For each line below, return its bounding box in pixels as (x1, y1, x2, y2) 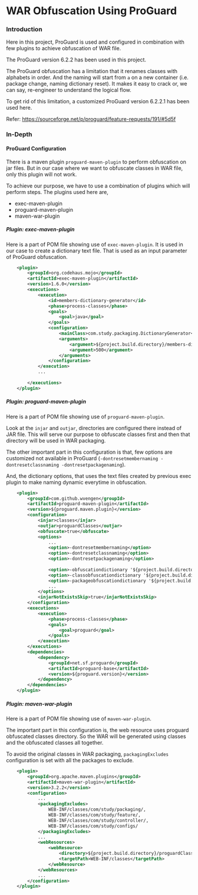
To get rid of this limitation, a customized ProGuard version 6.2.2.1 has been (6, 98, 190, 105)
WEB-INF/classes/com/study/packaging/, (48, 807, 146, 812)
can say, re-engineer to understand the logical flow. (6, 87, 131, 94)
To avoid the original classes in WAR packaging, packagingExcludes (6, 750, 169, 758)
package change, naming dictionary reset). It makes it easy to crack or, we (6, 80, 187, 87)
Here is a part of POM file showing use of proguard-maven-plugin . (6, 413, 165, 420)
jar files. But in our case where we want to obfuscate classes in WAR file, (6, 164, 183, 172)
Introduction (6, 25, 42, 34)
